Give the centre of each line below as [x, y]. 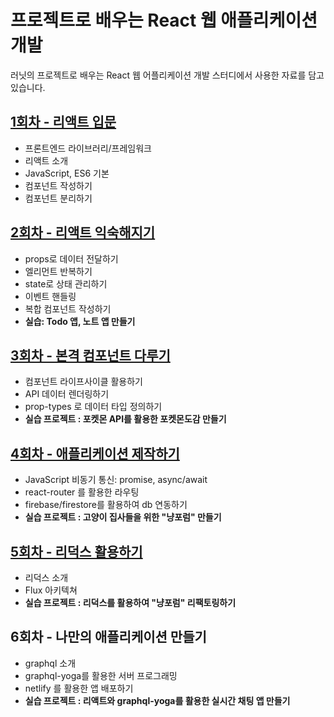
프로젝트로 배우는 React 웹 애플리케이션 [164, 20]
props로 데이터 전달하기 [71, 258]
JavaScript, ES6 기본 [67, 173]
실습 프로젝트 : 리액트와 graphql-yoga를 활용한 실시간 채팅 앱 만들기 [157, 700]
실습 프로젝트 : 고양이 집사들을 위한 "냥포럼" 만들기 [123, 517]
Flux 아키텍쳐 [51, 590]
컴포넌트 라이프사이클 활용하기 [83, 382]
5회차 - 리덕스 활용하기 [76, 551]
